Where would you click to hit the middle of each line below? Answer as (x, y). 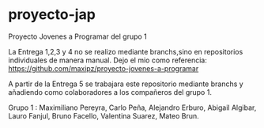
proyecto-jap (52, 15)
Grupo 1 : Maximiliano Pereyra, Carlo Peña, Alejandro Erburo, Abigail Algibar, (132, 107)
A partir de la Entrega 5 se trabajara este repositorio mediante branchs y (126, 84)
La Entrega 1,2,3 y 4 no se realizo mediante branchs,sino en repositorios (126, 51)
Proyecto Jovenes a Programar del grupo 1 (78, 36)
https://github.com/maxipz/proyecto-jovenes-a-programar (104, 68)
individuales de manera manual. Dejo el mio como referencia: (108, 60)
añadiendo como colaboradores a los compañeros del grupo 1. (110, 92)
